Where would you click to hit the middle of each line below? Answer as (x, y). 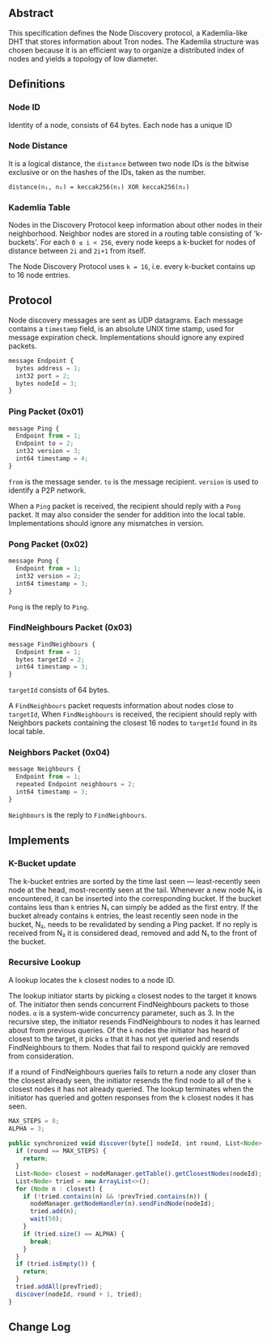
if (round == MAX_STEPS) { (61, 1151)
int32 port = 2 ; (43, 376)
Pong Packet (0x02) (49, 544)
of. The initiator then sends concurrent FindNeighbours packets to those (129, 1004)
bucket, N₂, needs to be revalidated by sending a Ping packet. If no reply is (133, 924)
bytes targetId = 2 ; (50, 660)
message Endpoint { (41, 361)
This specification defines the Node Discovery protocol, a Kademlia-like (128, 32)
